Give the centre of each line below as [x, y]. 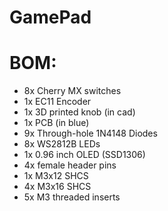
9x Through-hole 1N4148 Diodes [90, 133]
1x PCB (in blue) [56, 123]
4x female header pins [70, 165]
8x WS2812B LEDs [62, 144]
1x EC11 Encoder [57, 102]
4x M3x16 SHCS [57, 187]
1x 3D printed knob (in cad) [79, 112]
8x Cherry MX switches [72, 91]
